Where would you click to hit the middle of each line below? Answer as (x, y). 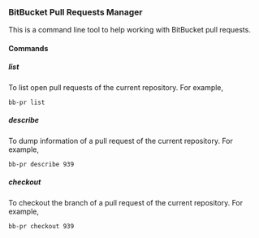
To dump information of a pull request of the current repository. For (121, 141)
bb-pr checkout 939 (41, 226)
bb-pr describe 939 (41, 164)
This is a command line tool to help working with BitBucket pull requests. (130, 30)
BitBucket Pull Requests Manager (76, 12)
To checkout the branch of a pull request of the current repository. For (126, 202)
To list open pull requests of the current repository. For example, (116, 87)
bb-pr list (27, 102)
